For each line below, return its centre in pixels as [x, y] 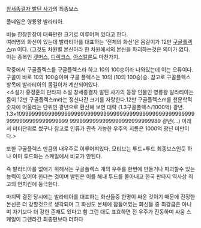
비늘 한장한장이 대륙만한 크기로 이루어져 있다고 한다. [67, 34]
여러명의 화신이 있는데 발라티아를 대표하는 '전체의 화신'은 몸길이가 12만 [89, 42]
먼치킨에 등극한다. [38, 184]
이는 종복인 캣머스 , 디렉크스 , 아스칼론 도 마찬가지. [63, 57]
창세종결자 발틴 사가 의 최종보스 [43, 9]
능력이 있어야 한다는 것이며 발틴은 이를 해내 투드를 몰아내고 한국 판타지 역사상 [97, 176]
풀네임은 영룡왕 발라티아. [35, 22]
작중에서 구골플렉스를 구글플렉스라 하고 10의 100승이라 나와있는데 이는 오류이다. [100, 70]
